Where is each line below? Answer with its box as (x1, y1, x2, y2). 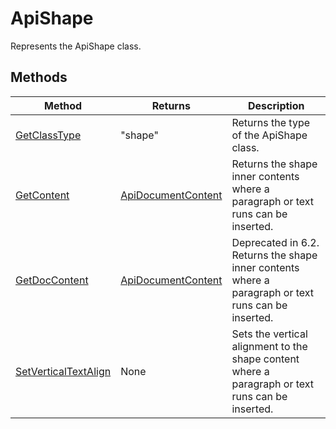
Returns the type (231, 115, 311, 129)
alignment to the (231, 339, 308, 353)
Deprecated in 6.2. (231, 235, 320, 249)
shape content (231, 352, 300, 366)
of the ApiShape (231, 128, 308, 142)
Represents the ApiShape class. (10, 40, 142, 52)
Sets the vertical (231, 327, 308, 341)
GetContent (15, 188, 70, 202)
